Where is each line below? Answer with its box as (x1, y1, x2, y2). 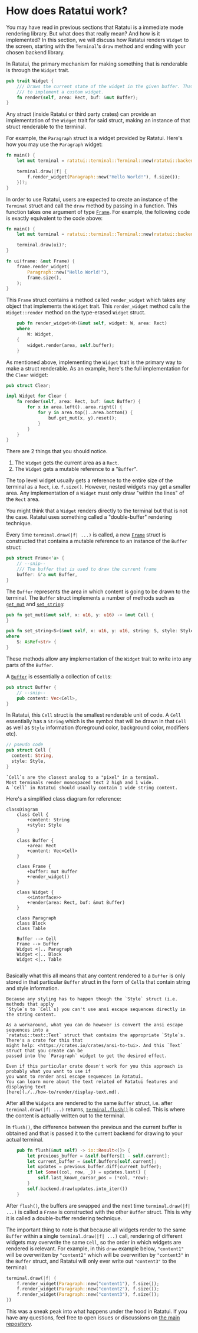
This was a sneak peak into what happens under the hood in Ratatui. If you (6, 1308, 187, 1315)
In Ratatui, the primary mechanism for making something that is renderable (6, 60, 188, 67)
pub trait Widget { (6, 78, 54, 84)
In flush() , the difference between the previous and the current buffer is (6, 1123, 182, 1130)
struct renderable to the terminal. (6, 123, 87, 131)
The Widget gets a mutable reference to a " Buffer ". (14, 466, 138, 473)
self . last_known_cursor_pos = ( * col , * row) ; (37, 1175, 149, 1181)
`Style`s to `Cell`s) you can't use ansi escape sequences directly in (6, 1006, 186, 1012)
